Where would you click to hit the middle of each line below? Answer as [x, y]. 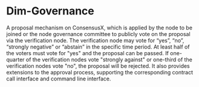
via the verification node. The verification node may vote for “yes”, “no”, [95, 40]
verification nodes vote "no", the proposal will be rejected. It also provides [98, 66]
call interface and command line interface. [59, 79]
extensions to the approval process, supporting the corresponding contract [100, 72]
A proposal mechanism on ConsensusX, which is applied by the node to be [99, 28]
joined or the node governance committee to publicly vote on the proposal [99, 34]
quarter [16, 59]
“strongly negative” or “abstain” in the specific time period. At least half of [98, 47]
